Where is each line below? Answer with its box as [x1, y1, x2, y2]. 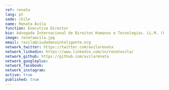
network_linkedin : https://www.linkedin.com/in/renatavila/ [5, 49, 134, 54]
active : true [5, 72, 33, 77]
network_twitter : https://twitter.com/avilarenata [5, 44, 114, 49]
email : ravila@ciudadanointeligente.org [5, 40, 92, 45]
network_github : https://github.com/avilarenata [5, 53, 109, 59]
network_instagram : [5, 68, 46, 73]
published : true [5, 77, 39, 82]
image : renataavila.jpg [5, 35, 55, 40]
